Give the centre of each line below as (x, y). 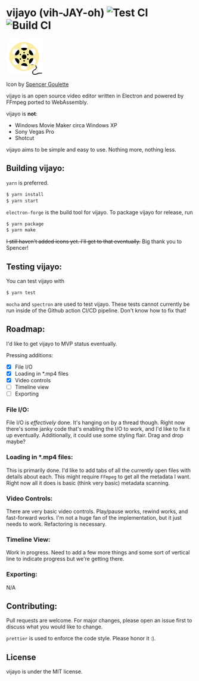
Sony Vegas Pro (35, 131)
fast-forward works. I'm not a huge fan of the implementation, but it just (94, 517)
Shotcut (24, 138)
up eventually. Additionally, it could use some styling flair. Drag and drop (95, 435)
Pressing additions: (30, 355)
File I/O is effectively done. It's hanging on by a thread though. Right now (96, 423)
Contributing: (32, 606)
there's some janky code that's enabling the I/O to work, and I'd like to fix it (98, 429)
